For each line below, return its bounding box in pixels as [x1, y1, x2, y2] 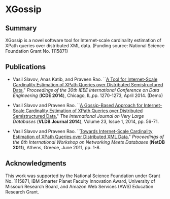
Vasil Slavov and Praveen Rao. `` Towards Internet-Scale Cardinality [12, 128, 153, 134]
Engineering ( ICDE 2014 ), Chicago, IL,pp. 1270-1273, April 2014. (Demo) [12, 92, 163, 98]
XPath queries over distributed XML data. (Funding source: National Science [5, 43, 165, 49]
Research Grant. [5, 189, 40, 195]
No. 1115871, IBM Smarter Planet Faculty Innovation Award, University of [5, 178, 156, 184]
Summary [5, 24, 37, 32]
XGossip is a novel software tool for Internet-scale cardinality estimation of [5, 37, 161, 43]
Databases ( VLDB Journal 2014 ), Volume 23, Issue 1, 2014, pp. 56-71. [12, 118, 159, 124]
